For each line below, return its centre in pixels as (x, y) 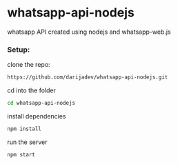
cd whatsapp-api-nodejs (41, 103)
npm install (24, 129)
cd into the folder (32, 90)
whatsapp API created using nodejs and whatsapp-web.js (89, 32)
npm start (21, 154)
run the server (27, 142)
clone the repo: (29, 65)
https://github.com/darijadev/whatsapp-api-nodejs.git (88, 77)
